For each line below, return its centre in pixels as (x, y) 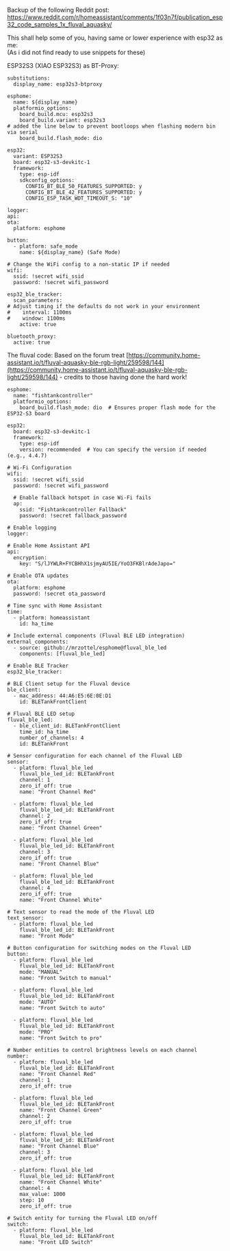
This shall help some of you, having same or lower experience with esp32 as (115, 38)
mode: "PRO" (36, 1032)
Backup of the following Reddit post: (58, 10)
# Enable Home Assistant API (49, 546)
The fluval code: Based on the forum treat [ (68, 355)
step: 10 (32, 1200)
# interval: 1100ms (39, 312)
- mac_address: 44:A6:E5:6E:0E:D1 (62, 696)
